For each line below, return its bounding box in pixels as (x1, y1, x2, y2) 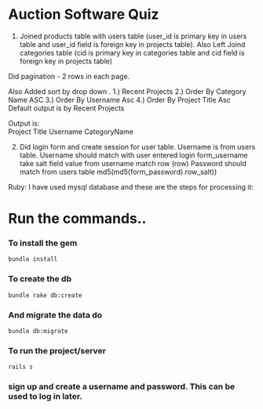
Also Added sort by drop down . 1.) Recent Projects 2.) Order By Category (8, 86, 247, 96)
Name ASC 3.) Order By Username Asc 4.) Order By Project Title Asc (8, 95, 231, 104)
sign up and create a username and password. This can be (8, 382, 236, 393)
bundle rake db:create (8, 291, 82, 299)
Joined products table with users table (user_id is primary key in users (19, 31, 247, 41)
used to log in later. (8, 391, 82, 402)
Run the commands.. (8, 210, 147, 228)
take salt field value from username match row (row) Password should (19, 158, 247, 168)
